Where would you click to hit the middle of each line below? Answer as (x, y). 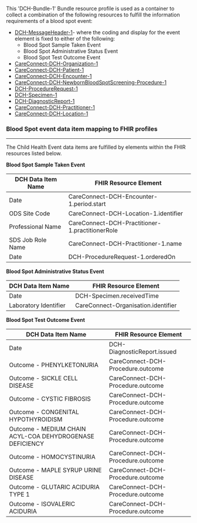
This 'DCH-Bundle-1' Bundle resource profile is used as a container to (90, 9)
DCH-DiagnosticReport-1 (45, 101)
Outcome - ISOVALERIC (42, 504)
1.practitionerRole (93, 231)
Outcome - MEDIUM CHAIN (47, 429)
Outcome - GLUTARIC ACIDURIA (54, 487)
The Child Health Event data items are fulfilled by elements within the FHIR (96, 147)
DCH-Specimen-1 (36, 95)
